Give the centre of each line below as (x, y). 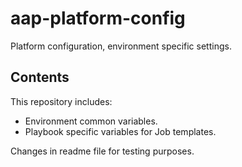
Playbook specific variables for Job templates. (120, 131)
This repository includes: (61, 101)
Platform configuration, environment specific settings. (121, 46)
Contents (40, 77)
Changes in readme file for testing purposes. (102, 151)
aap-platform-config (98, 18)
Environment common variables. (91, 121)
